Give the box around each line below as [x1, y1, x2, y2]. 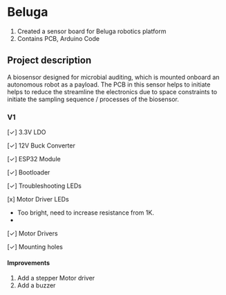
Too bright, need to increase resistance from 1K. [17, 208, 154, 217]
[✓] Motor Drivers [7, 229, 58, 238]
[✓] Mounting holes [7, 243, 64, 251]
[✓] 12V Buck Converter [7, 141, 76, 150]
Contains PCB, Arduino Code [17, 34, 100, 42]
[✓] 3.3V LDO [7, 128, 46, 136]
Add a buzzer [17, 281, 56, 289]
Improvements [7, 258, 50, 267]
